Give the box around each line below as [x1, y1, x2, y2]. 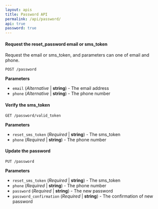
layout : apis [5, 7, 32, 12]
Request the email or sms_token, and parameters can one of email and [5, 52, 150, 58]
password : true [5, 26, 37, 31]
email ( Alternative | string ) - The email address [12, 85, 109, 91]
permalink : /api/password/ [5, 16, 61, 21]
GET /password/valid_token [5, 113, 61, 118]
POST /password [5, 67, 37, 72]
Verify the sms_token [5, 102, 50, 108]
